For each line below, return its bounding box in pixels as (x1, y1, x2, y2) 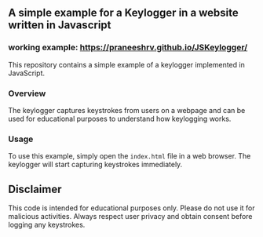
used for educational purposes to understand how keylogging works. (8, 114, 232, 123)
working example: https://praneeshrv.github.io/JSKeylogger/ (8, 42, 248, 53)
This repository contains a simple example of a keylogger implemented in (8, 60, 245, 69)
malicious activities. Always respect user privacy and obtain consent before (8, 212, 253, 221)
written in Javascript (8, 19, 111, 32)
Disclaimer (8, 182, 62, 195)
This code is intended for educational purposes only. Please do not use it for (8, 203, 255, 213)
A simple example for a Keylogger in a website (8, 6, 239, 20)
